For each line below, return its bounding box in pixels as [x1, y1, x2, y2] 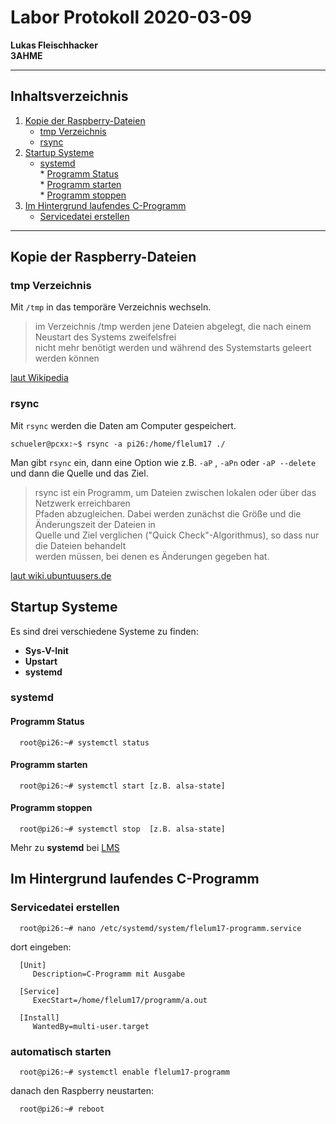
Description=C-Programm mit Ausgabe [32, 969, 186, 979]
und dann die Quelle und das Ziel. [10, 467, 149, 479]
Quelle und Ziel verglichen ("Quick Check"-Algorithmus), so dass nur [34, 529, 320, 541]
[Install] [19, 1012, 60, 1023]
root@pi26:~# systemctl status [19, 737, 150, 748]
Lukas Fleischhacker [10, 39, 98, 51]
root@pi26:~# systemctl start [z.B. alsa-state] [19, 781, 226, 791]
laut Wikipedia [10, 372, 69, 384]
